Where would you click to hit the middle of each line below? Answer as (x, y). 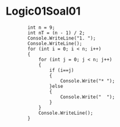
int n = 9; (41, 27)
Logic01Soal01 (43, 11)
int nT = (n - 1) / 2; (56, 33)
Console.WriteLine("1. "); (62, 38)
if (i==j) (62, 70)
